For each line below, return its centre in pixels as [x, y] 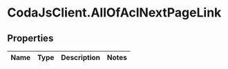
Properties [30, 38]
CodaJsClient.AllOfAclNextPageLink [114, 13]
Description [80, 58]
